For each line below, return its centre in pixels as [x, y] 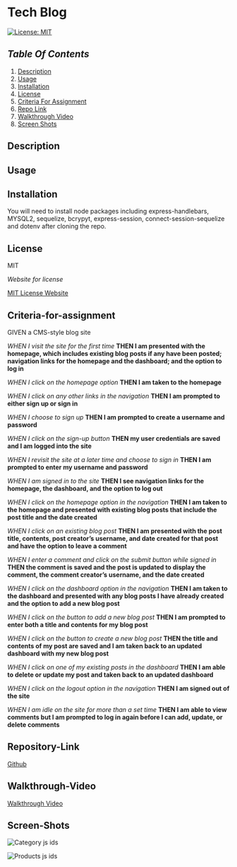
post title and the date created [52, 517]
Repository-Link [43, 747]
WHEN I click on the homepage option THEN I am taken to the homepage [115, 382]
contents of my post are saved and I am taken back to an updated [105, 645]
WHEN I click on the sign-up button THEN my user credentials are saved [114, 438]
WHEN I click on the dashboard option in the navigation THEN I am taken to [117, 588]
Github [17, 764]
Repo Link [32, 109]
